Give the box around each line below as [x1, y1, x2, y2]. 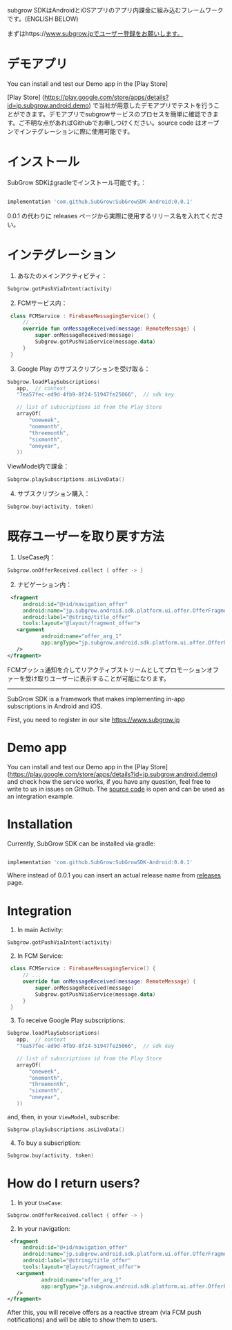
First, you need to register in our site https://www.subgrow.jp [7, 715, 180, 724]
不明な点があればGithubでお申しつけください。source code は [24, 119, 202, 127]
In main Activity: [17, 926, 64, 934]
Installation [7, 816, 73, 832]
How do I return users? [7, 1175, 140, 1191]
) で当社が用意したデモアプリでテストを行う [88, 101, 214, 110]
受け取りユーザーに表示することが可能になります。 [25, 674, 171, 683]
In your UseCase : [17, 1198, 63, 1207]
